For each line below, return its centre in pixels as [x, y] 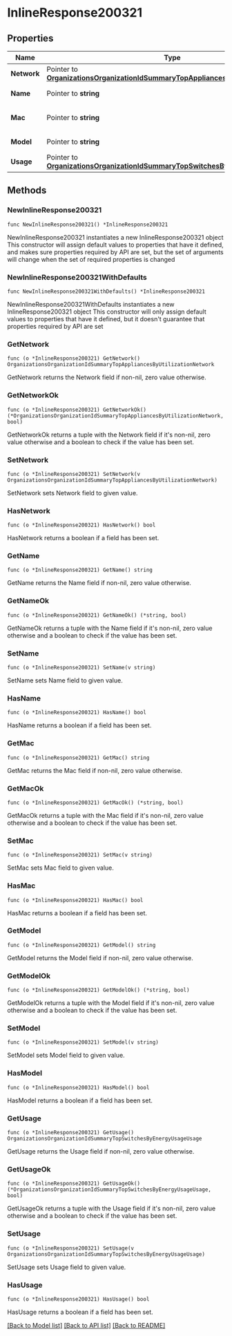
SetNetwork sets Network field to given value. [72, 493]
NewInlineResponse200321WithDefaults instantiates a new [91, 304]
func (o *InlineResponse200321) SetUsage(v [71, 1248]
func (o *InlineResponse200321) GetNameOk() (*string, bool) [97, 615]
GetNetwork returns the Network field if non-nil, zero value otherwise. [107, 377]
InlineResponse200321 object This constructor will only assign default [107, 312]
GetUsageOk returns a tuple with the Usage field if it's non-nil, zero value [112, 1209]
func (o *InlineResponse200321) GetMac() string [78, 758]
